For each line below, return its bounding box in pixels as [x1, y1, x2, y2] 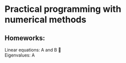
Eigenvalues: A [4, 52, 35, 58]
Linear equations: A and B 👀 [4, 47, 61, 53]
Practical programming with [4, 3, 122, 15]
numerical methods [4, 14, 86, 25]
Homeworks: [4, 34, 45, 42]
